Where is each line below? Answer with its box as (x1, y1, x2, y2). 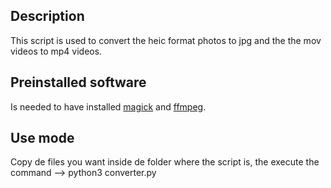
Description (10, 8, 85, 25)
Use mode (10, 130, 75, 147)
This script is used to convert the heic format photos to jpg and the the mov (10, 34, 322, 46)
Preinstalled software (10, 74, 147, 91)
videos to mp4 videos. (10, 45, 103, 57)
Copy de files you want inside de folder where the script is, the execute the (10, 156, 320, 168)
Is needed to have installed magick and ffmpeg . (10, 100, 207, 113)
